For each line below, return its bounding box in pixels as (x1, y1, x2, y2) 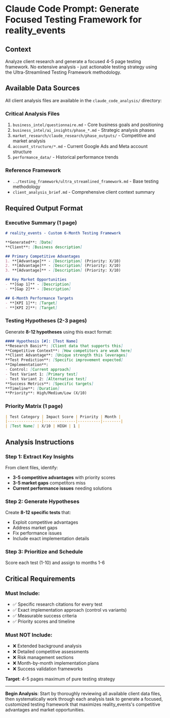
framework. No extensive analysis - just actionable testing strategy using (5, 64, 157, 70)
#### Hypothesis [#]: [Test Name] (5, 339, 78, 344)
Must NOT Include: (5, 632, 53, 639)
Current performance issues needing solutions (12, 485, 112, 491)
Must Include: (5, 589, 40, 596)
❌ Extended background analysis (12, 643, 82, 649)
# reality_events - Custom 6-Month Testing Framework (5, 231, 121, 236)
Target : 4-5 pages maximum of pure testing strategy (5, 676, 115, 682)
